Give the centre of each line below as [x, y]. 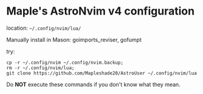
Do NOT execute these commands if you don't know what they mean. [93, 84]
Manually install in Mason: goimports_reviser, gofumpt [74, 39]
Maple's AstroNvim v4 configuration [101, 11]
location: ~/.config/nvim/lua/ [44, 28]
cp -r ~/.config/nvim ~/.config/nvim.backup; [65, 62]
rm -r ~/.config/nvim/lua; [40, 68]
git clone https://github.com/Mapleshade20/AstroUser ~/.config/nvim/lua [102, 73]
